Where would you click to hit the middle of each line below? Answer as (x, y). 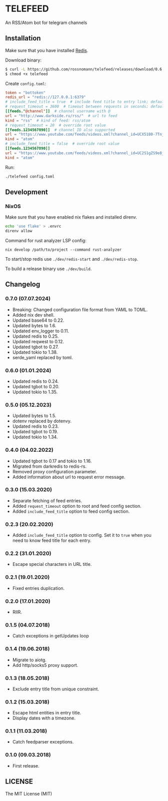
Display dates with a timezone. (44, 718)
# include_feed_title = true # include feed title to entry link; (77, 102)
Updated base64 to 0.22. (38, 320)
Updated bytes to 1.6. (34, 325)
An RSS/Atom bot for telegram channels (46, 23)
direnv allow (19, 231)
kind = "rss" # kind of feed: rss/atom (48, 121)
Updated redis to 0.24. (35, 381)
